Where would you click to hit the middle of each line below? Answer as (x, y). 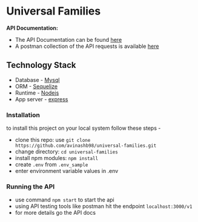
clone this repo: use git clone (53, 140)
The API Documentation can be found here (68, 39)
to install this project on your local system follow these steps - (84, 128)
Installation (23, 115)
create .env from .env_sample (51, 164)
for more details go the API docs (55, 213)
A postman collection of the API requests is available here (87, 46)
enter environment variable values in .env (67, 171)
